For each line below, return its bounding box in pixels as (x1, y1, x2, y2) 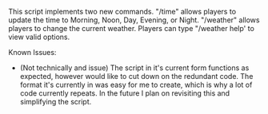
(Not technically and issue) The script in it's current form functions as (19, 63, 250, 73)
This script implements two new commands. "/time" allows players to (8, 7, 237, 16)
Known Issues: (8, 48, 57, 57)
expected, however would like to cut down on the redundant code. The (19, 72, 254, 81)
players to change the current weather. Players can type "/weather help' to (8, 24, 254, 33)
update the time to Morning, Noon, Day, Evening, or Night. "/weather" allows (8, 15, 260, 25)
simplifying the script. (19, 97, 92, 106)
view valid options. (8, 32, 70, 41)
